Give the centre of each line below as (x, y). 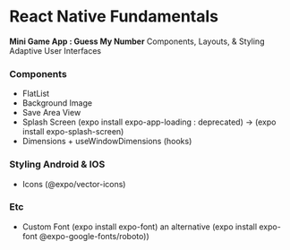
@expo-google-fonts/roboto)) (94, 236)
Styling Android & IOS (57, 165)
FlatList (36, 94)
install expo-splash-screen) (73, 132)
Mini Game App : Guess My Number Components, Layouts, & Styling (137, 41)
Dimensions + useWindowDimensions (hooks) (107, 142)
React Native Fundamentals (114, 17)
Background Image (57, 103)
